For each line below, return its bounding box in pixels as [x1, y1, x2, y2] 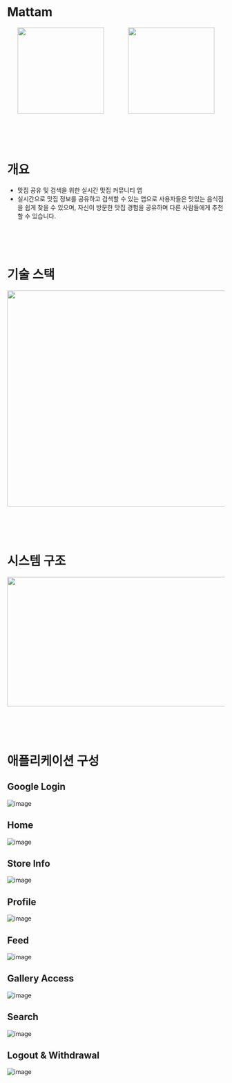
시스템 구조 [7, 554, 66, 569]
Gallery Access [7, 972, 75, 985]
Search [7, 1011, 39, 1023]
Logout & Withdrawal [7, 1050, 100, 1062]
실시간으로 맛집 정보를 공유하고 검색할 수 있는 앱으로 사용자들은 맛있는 [17, 194, 206, 203]
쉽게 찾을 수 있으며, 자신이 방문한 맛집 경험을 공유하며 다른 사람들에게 [24, 203, 211, 211]
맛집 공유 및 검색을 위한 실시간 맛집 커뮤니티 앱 [17, 186, 143, 194]
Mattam [7, 4, 53, 20]
